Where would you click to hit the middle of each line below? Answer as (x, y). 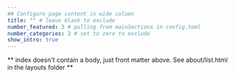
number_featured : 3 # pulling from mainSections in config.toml (104, 27)
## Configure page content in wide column (71, 14)
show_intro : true (33, 40)
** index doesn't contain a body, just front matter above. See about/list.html (117, 60)
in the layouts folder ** (40, 67)
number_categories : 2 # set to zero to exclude (79, 33)
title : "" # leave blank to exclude (61, 20)
